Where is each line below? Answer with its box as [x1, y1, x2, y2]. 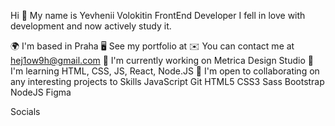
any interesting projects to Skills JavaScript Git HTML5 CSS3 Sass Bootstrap [10, 76, 325, 87]
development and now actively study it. [10, 20, 172, 32]
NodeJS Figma [10, 86, 72, 98]
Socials [10, 106, 41, 117]
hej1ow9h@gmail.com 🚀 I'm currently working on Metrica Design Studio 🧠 [10, 55, 314, 66]
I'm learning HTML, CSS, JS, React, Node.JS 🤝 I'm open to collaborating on [10, 65, 320, 77]
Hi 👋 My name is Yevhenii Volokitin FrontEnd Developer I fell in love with [10, 10, 306, 21]
